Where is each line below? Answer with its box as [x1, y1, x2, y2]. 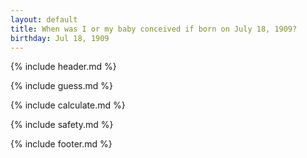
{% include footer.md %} [10, 138, 113, 150]
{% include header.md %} [10, 61, 117, 73]
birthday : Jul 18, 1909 [10, 33, 110, 43]
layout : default [10, 14, 78, 25]
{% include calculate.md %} [10, 99, 126, 111]
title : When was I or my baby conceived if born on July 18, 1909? [10, 24, 298, 34]
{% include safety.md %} [10, 119, 114, 131]
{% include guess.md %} [10, 80, 113, 92]
